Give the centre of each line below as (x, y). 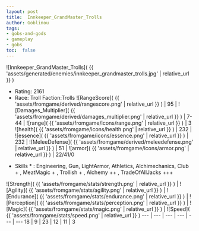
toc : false (21, 50)
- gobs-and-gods (26, 34)
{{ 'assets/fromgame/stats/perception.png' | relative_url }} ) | (114, 202)
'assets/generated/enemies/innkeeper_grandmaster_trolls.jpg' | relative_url (98, 73)
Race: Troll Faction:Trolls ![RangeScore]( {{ (67, 97)
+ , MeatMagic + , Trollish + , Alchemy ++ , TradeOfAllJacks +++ (94, 172)
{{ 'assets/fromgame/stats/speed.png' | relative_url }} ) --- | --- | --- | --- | (97, 215)
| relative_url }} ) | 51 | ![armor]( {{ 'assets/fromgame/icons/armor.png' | (102, 148)
